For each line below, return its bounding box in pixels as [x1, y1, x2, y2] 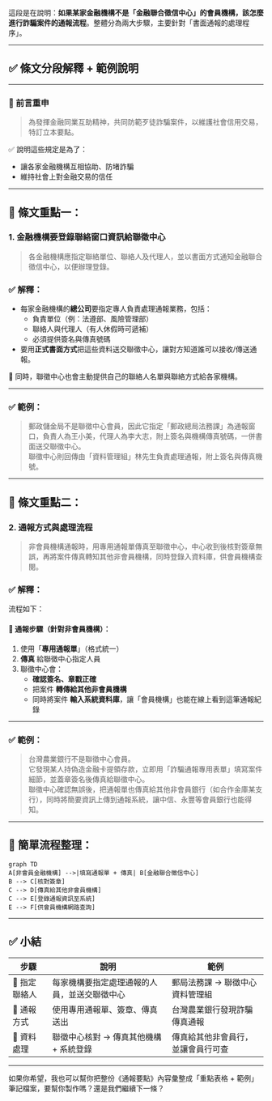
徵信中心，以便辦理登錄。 [28, 261, 114, 271]
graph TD [8, 860, 38, 869]
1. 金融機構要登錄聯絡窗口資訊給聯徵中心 [8, 232, 166, 243]
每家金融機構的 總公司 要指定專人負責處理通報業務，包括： [19, 304, 212, 314]
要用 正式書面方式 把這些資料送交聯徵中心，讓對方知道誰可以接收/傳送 [19, 344, 250, 355]
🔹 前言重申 [8, 97, 50, 108]
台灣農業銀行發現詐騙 [171, 1004, 253, 1015]
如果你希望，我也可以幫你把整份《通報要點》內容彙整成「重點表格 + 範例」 [8, 1073, 259, 1083]
